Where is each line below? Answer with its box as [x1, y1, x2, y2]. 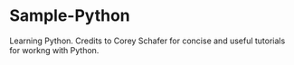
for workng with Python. [9, 44, 100, 55]
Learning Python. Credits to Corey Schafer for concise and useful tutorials [9, 35, 286, 46]
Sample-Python [9, 5, 130, 26]
